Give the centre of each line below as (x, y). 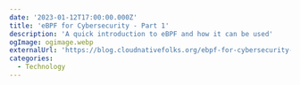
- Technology (42, 67)
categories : (31, 58)
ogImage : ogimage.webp (51, 42)
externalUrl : (33, 50)
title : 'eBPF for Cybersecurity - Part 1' (89, 26)
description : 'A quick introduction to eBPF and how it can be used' (142, 34)
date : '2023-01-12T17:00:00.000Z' (74, 17)
